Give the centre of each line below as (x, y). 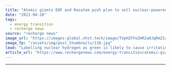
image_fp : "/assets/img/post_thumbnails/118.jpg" (59, 43)
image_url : (17, 39)
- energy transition (32, 24)
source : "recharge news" (32, 33)
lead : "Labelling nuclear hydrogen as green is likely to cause (75, 48)
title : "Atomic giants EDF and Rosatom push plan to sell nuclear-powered (86, 10)
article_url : (19, 52)
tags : (11, 19)
